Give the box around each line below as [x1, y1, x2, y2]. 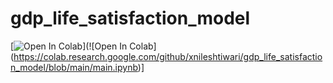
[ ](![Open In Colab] [10, 40, 157, 52]
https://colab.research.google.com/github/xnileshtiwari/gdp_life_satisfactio [13, 50, 323, 62]
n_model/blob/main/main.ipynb [10, 61, 138, 73]
